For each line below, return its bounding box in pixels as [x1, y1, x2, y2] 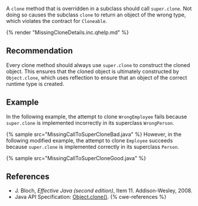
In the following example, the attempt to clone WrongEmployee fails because [6, 113, 187, 120]
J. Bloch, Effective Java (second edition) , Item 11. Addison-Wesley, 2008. [14, 187, 193, 194]
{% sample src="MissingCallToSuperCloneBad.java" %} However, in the [6, 131, 182, 138]
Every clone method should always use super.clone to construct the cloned [6, 61, 190, 68]
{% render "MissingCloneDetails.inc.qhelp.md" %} [6, 29, 129, 36]
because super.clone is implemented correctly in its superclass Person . [6, 143, 179, 150]
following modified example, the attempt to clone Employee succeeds [6, 137, 173, 144]
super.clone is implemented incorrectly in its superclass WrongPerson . [6, 119, 174, 126]
